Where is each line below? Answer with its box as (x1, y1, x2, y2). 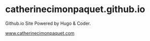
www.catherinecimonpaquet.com (5, 30, 75, 36)
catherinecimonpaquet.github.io (5, 4, 145, 15)
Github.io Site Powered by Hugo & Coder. (5, 20, 91, 26)
